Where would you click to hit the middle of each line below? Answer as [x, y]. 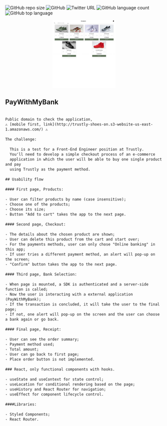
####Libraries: [21, 404]
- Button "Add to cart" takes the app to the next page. [66, 214]
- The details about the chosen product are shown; [60, 234]
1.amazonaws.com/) [24, 129]
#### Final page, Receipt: [33, 329]
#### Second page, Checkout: [35, 224]
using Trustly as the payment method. [50, 169]
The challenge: [21, 139]
